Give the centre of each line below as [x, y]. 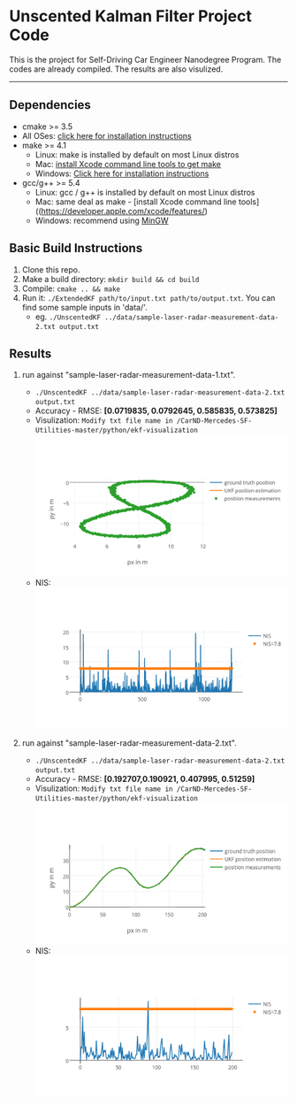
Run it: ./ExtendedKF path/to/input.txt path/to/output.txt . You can [148, 297]
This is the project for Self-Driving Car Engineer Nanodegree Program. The [145, 59]
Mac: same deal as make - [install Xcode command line [136, 202]
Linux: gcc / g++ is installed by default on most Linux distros [145, 192]
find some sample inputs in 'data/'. [84, 307]
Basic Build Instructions [76, 248]
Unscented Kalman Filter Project [130, 16]
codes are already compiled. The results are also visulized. [116, 69]
